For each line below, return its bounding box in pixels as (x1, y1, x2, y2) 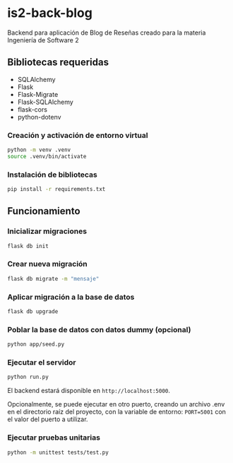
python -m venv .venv (7, 146, 71, 153)
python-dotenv (17, 112, 61, 121)
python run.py (7, 373, 49, 381)
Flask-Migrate (17, 90, 59, 98)
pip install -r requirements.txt (7, 186, 106, 193)
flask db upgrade (7, 308, 59, 315)
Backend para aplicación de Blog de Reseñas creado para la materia (7, 28, 206, 37)
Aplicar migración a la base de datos (7, 292, 135, 302)
